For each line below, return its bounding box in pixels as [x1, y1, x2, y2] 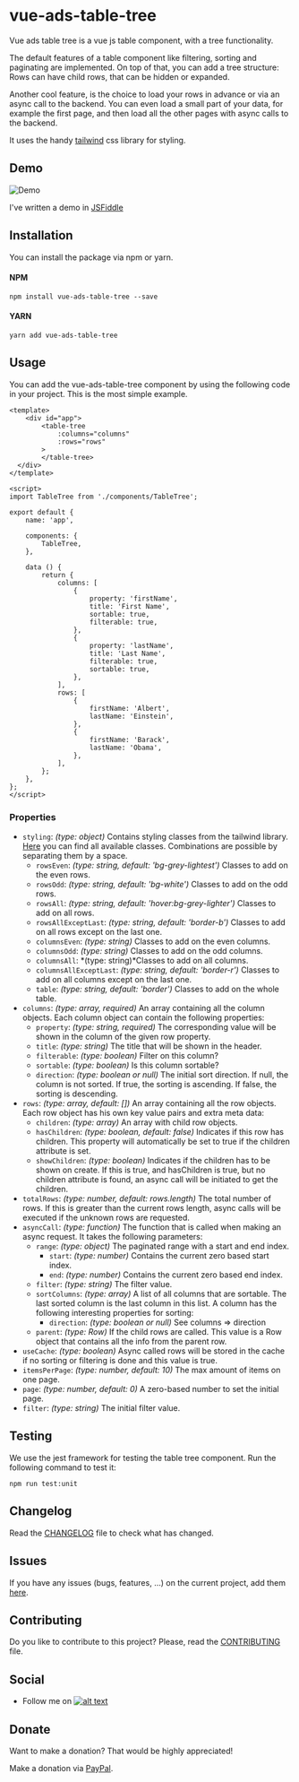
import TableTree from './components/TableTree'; [9, 492, 199, 501]
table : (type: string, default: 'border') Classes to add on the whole [35, 983, 280, 995]
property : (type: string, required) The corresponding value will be [35, 1022, 277, 1033]
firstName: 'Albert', [89, 704, 170, 713]
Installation [9, 228, 73, 243]
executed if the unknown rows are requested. [21, 1212, 191, 1224]
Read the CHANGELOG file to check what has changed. [9, 1527, 214, 1538]
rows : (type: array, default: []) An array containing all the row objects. [21, 1098, 277, 1109]
